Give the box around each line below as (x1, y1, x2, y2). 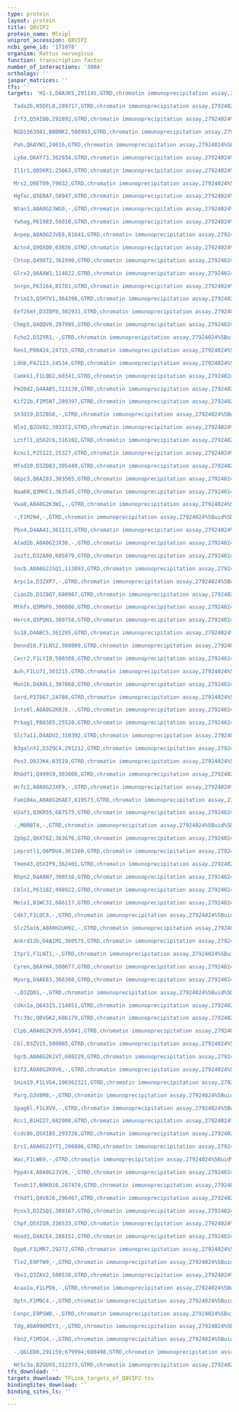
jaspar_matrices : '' (7, 76, 69, 84)
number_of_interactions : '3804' (7, 63, 103, 70)
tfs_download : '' (7, 1368, 59, 1375)
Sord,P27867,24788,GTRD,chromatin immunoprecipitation (14, 693, 180, 701)
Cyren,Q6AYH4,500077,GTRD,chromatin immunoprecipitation (14, 963, 186, 970)
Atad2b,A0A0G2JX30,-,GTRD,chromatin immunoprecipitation (14, 539, 186, 547)
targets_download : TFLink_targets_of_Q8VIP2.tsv (7, 1374, 154, 1381)
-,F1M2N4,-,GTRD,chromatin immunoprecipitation (14, 514, 158, 521)
